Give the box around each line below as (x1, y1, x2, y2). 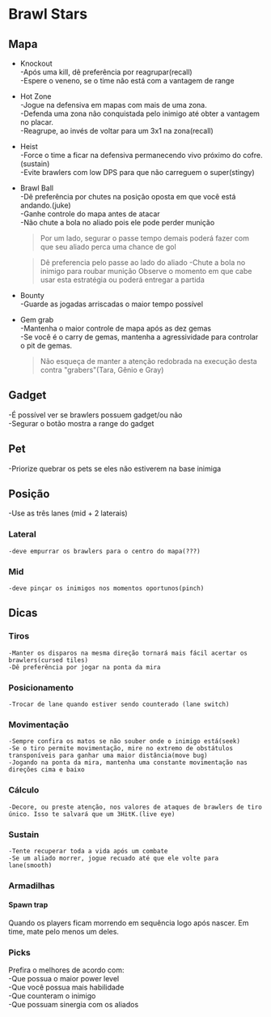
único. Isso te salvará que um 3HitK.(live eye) (8, 810, 176, 818)
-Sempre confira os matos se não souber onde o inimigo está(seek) (8, 737, 241, 746)
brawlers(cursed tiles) (8, 656, 89, 664)
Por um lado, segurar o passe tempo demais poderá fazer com (40, 233, 249, 243)
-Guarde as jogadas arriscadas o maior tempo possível (19, 299, 204, 309)
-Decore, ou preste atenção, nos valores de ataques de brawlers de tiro (8, 803, 263, 811)
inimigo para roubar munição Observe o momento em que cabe (40, 267, 252, 276)
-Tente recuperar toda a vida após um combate (8, 847, 168, 855)
